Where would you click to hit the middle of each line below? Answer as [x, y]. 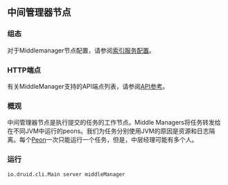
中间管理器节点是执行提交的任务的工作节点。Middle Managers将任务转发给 [114, 123]
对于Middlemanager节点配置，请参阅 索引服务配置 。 [81, 50]
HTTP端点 [24, 70]
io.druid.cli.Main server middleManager [67, 174]
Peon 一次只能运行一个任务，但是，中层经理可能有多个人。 [115, 140]
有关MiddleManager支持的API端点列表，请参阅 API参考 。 [88, 86]
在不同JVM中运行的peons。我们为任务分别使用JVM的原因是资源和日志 [108, 131]
